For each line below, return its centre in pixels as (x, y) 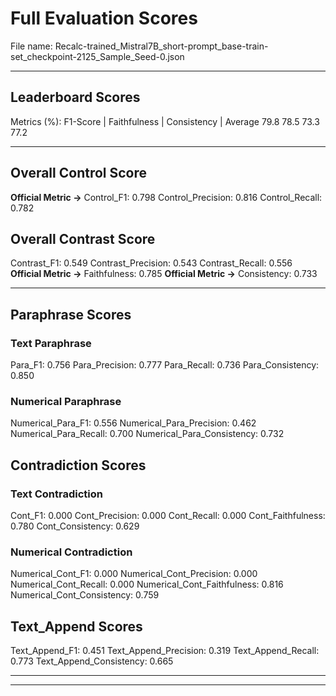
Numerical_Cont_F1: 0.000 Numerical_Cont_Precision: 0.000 (134, 574)
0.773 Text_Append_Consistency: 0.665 (92, 661)
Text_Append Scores (76, 626)
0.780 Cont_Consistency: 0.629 (75, 526)
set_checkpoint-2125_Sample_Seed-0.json (97, 56)
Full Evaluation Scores (104, 18)
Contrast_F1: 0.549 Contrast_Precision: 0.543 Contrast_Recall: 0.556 (151, 263)
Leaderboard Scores (75, 97)
